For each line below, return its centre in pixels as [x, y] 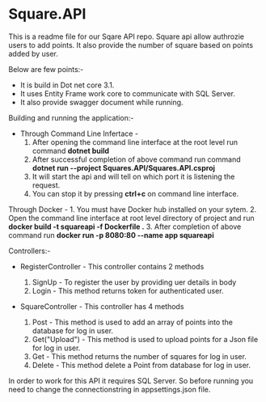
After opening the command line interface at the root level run [135, 142]
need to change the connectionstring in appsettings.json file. [110, 389]
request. [46, 185]
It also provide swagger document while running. [101, 102]
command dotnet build [71, 150]
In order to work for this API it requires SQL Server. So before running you [131, 380]
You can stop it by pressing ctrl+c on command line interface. [135, 193]
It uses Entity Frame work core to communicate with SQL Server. [128, 93]
